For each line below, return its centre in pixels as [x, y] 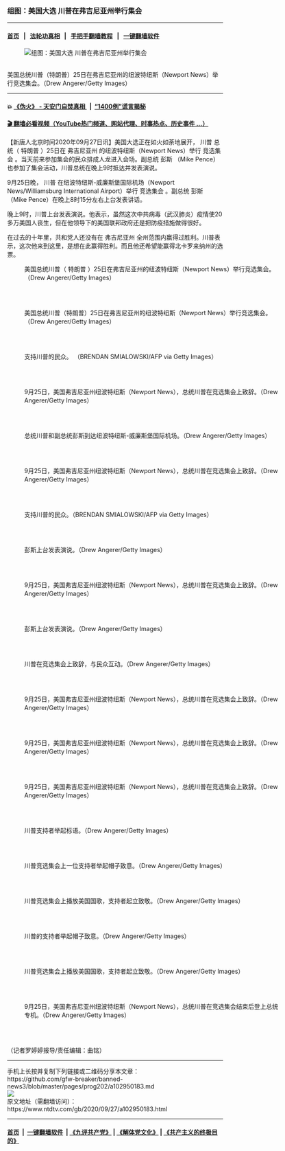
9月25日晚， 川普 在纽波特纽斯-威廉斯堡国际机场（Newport [91, 183]
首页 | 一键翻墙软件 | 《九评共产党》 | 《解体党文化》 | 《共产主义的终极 [110, 1132]
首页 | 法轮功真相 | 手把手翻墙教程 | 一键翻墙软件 [83, 36]
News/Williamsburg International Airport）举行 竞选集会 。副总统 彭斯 [105, 191]
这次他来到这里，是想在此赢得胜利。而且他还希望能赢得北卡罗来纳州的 [118, 246]
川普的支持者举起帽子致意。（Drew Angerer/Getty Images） [107, 936]
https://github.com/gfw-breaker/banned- [65, 1079]
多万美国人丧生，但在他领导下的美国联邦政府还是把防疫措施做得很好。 [106, 223]
